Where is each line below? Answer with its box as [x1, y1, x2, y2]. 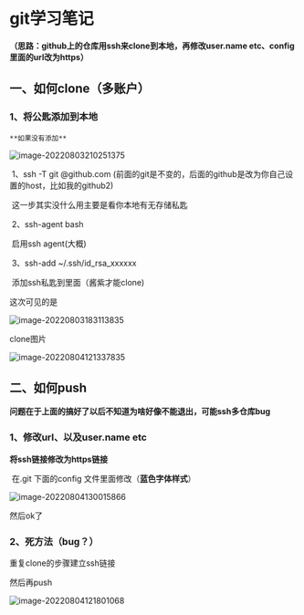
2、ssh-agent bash [11, 218, 84, 229]
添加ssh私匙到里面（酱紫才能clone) [11, 276, 145, 287]
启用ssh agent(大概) [11, 238, 87, 249]
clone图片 [9, 333, 47, 344]
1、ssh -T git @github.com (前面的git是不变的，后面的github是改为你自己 [11, 168, 286, 179]
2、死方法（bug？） [9, 535, 99, 547]
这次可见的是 [9, 296, 58, 307]
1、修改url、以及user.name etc [9, 431, 148, 443]
